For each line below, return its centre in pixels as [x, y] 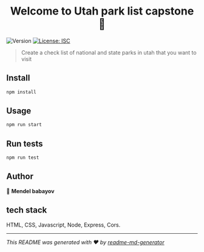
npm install [21, 92]
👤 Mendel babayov [30, 191]
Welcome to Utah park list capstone [102, 11]
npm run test [23, 158]
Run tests [25, 144]
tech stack [27, 210]
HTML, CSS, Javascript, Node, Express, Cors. [63, 225]
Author [20, 177]
